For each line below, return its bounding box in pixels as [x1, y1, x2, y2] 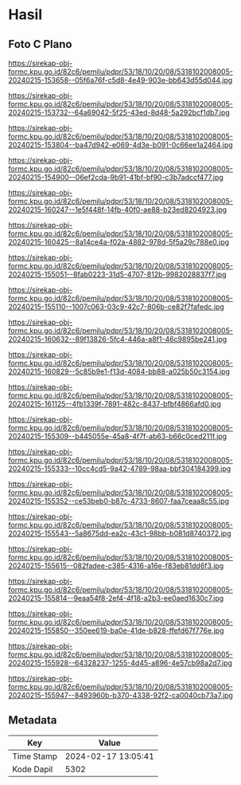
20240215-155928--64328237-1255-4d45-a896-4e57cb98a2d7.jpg [8, 658, 233, 667]
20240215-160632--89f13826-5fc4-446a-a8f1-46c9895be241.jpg [8, 335, 227, 343]
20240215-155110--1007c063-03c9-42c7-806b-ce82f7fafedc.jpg [8, 302, 224, 312]
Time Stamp [12, 751, 58, 762]
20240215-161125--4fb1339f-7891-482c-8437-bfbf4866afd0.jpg [8, 399, 221, 408]
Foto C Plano [8, 37, 72, 51]
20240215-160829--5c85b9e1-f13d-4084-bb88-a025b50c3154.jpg [8, 367, 231, 376]
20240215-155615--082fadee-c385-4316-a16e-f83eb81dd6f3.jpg [8, 561, 224, 571]
